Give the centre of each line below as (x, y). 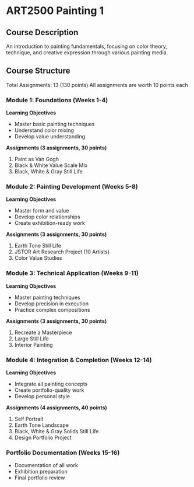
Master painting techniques (47, 297)
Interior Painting (34, 345)
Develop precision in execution (52, 303)
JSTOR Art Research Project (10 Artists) (62, 252)
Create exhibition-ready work (50, 223)
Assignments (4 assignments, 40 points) (57, 408)
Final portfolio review (40, 478)
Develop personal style (42, 396)
